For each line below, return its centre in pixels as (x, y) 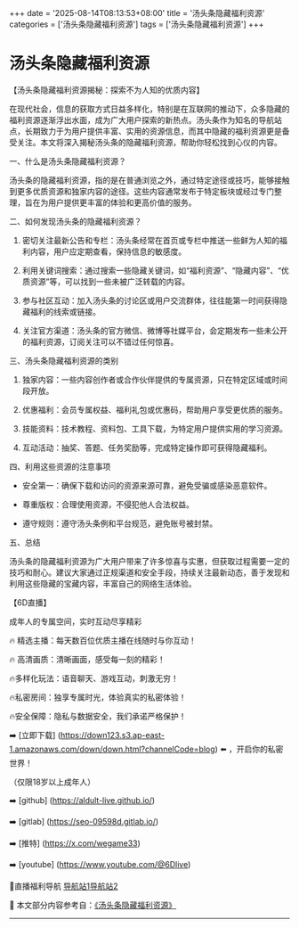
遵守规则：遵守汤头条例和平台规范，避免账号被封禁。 (120, 523)
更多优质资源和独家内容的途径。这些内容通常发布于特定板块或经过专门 (145, 191)
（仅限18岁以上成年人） (53, 782)
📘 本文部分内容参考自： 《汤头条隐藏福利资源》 (93, 905)
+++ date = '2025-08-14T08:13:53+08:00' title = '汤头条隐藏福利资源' (137, 13)
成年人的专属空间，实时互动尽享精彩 (76, 621)
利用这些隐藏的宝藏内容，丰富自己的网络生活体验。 (103, 583)
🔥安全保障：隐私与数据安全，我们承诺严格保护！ (98, 716)
